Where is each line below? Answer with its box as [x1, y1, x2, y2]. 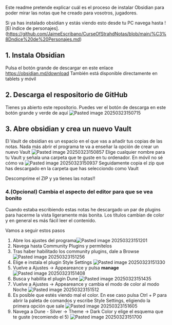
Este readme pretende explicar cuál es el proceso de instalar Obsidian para [5, 5, 164, 10]
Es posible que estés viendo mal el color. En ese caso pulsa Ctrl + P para [12, 292, 167, 298]
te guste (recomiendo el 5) [12, 314, 69, 320]
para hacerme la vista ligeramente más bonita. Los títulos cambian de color [5, 212, 164, 218]
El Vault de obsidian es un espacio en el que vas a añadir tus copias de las [5, 138, 163, 145]
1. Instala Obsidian [5, 51, 65, 60]
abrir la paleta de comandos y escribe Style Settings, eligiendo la [12, 297, 150, 303]
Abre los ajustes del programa [12, 237, 77, 243]
